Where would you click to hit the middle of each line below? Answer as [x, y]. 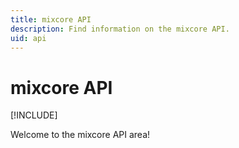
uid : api [28, 38]
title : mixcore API [51, 19]
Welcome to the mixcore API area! [80, 135]
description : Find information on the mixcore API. [120, 29]
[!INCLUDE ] [34, 115]
